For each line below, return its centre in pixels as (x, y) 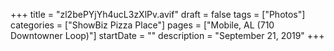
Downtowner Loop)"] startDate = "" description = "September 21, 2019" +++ (167, 35)
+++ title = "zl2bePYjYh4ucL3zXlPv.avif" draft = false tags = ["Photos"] (158, 14)
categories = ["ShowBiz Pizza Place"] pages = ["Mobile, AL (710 (142, 25)
